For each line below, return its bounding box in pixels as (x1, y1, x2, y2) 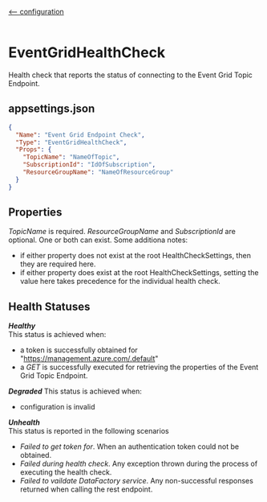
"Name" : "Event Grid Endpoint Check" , (15, 130, 146, 139)
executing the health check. (19, 467, 112, 477)
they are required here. (19, 259, 96, 269)
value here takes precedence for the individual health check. (19, 277, 220, 286)
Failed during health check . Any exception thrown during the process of (19, 459, 258, 469)
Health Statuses (8, 299, 91, 313)
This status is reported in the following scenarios (8, 426, 170, 436)
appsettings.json (8, 102, 95, 116)
